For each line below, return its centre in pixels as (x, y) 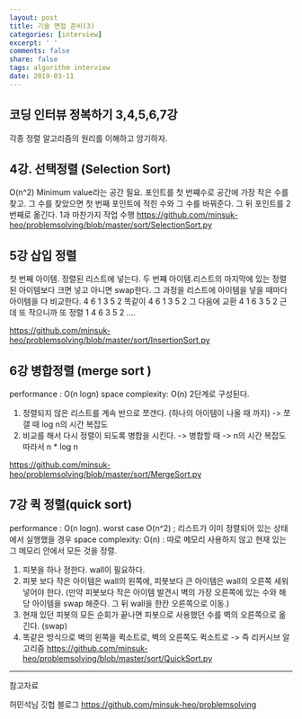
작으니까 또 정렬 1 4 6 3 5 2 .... (82, 313)
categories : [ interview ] (56, 34)
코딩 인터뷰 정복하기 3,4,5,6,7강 (93, 115)
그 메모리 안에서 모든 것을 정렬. (63, 550)
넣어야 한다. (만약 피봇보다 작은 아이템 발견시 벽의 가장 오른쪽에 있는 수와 (149, 592)
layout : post (34, 18)
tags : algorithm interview (60, 68)
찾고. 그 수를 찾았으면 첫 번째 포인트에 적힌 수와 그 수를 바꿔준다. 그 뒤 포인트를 (147, 204)
